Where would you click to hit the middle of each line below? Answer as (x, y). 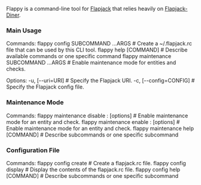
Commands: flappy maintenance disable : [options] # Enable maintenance (97, 116)
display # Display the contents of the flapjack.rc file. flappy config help (93, 169)
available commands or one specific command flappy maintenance (89, 56)
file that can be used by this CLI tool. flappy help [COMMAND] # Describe (97, 50)
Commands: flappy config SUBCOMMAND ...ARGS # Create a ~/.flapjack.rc (99, 44)
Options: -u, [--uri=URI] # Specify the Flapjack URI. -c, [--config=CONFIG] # (100, 81)
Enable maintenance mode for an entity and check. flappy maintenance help (100, 128)
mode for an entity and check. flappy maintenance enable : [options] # (93, 122)
